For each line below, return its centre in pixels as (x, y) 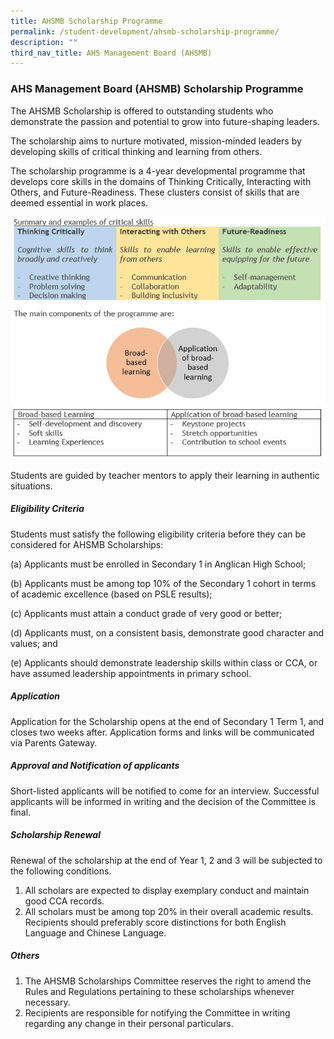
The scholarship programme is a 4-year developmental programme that (158, 171)
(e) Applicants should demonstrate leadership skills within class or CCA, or (164, 662)
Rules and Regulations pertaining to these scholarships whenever (159, 991)
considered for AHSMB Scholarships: (87, 544)
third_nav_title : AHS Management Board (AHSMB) (111, 53)
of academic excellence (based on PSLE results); (111, 594)
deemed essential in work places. (79, 202)
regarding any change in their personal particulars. (129, 1023)
